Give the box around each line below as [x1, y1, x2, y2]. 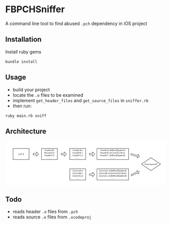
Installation [5, 35, 42, 44]
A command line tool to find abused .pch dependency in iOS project [5, 20, 148, 26]
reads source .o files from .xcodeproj [12, 214, 92, 220]
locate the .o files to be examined [12, 92, 83, 98]
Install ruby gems [5, 48, 42, 54]
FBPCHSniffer [5, 4, 65, 15]
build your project [12, 87, 50, 93]
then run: [12, 103, 32, 109]
